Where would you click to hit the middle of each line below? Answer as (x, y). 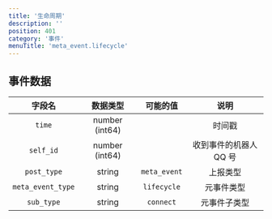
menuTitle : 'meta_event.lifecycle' (68, 46)
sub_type (44, 202)
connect (161, 202)
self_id (44, 150)
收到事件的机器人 (225, 144)
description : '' (36, 24)
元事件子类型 (225, 202)
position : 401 (32, 31)
